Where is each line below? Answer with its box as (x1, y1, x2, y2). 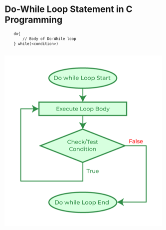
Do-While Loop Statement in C (4, 3, 133, 15)
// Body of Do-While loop (22, 36, 77, 41)
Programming (4, 14, 63, 25)
